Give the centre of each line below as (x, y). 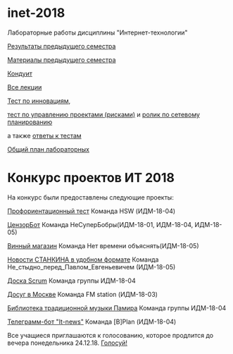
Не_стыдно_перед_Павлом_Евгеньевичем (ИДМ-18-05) (92, 267)
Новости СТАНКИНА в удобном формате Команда (83, 260)
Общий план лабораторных (49, 149)
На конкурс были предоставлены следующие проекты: (90, 197)
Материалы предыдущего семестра (62, 60)
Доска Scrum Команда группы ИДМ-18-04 (71, 281)
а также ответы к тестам (45, 135)
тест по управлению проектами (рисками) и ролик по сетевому (104, 114)
